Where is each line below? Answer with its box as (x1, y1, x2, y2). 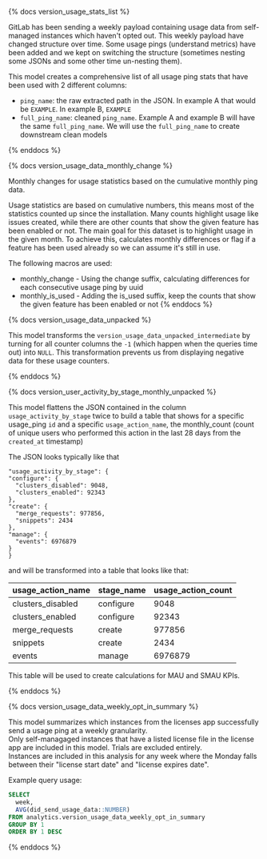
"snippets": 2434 (15, 516, 74, 524)
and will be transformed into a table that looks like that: (8, 566, 189, 575)
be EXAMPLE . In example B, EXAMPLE (19, 104, 132, 114)
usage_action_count (153, 584, 233, 596)
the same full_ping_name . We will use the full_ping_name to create (19, 122, 240, 130)
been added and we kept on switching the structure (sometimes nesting (8, 48, 245, 57)
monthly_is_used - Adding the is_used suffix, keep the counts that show (19, 291, 256, 300)
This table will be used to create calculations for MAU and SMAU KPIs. (8, 671, 240, 680)
